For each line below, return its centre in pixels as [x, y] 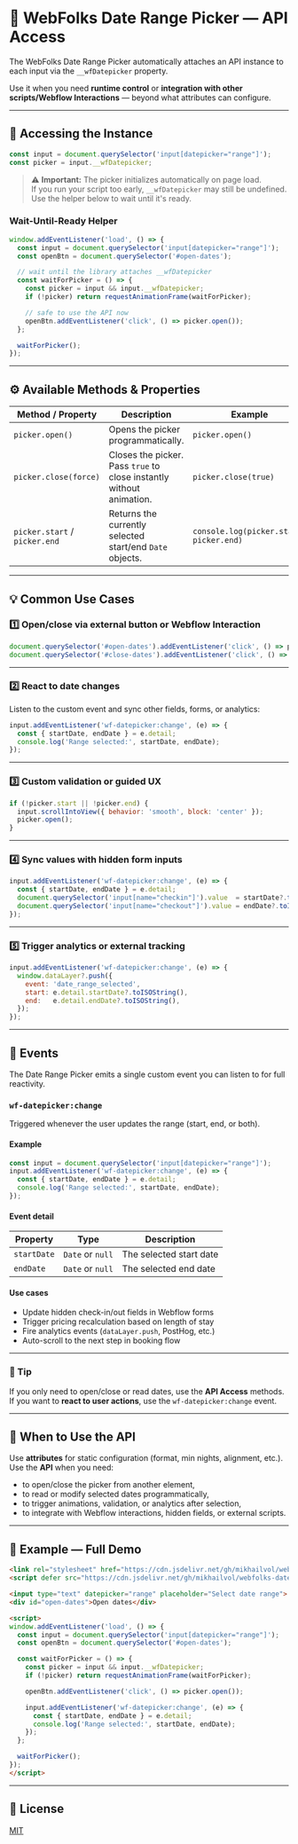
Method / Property [57, 414]
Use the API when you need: [61, 1468]
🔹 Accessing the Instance [81, 133]
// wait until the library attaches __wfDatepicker [115, 272]
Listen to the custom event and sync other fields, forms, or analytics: [134, 709]
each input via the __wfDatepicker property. [89, 71]
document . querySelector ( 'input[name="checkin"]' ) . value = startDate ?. [153, 898]
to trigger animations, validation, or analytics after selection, [132, 1503]
